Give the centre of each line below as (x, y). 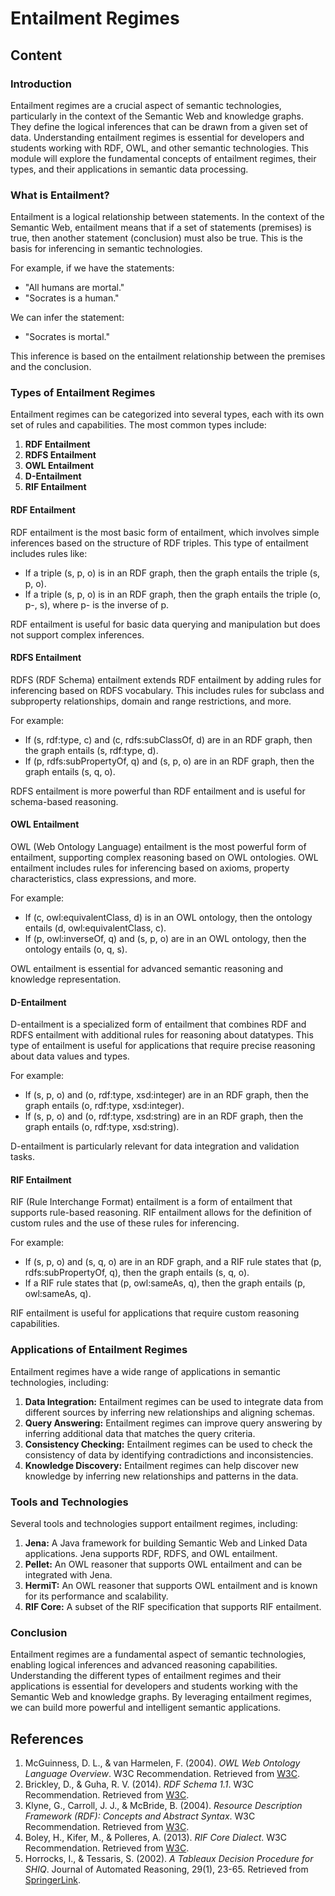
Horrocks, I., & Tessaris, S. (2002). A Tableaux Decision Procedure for (169, 1859)
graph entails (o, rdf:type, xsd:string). (102, 1127)
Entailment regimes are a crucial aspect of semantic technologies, (146, 105)
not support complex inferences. (77, 634)
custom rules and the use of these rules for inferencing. (125, 1223)
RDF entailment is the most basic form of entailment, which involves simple (165, 532)
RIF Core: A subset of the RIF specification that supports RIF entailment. (173, 1607)
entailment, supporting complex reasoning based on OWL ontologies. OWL (164, 858)
